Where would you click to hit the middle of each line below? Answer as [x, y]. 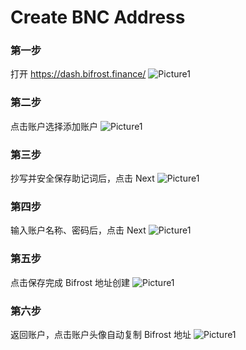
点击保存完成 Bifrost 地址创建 [70, 282]
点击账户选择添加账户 [54, 126]
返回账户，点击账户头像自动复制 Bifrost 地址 [101, 334]
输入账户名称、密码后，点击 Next [78, 230]
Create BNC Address [98, 17]
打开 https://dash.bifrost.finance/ [78, 74]
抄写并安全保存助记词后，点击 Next [82, 178]
